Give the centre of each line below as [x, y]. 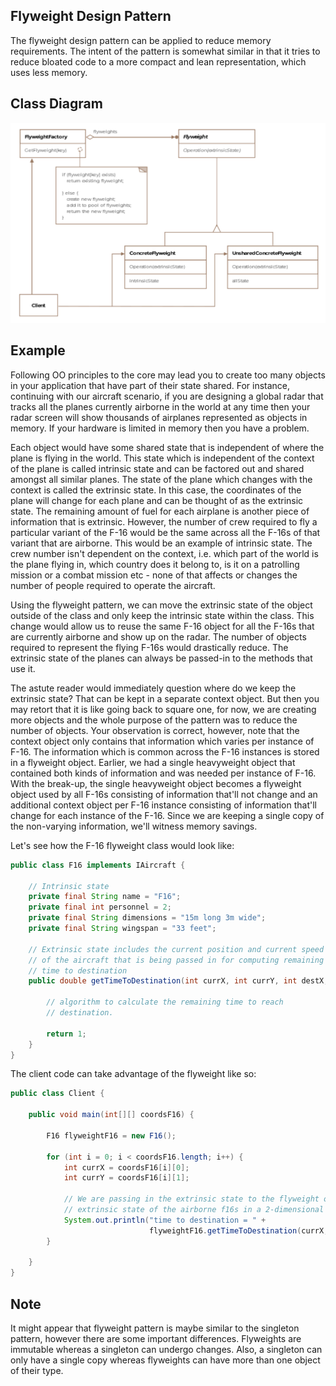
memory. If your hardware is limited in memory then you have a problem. [160, 428]
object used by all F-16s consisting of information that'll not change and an [164, 794]
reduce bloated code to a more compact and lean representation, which [158, 61]
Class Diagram [56, 104]
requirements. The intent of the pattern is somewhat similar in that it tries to [165, 51]
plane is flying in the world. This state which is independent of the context [162, 458]
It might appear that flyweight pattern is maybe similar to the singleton [155, 1328]
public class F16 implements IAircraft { [98, 865]
